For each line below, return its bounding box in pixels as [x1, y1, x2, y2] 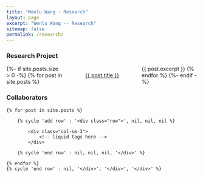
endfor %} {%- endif [142, 72, 193, 79]
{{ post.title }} [84, 72, 120, 79]
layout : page [6, 15, 40, 21]
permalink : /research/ [6, 32, 64, 38]
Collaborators [6, 94, 48, 102]
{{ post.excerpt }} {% [142, 65, 194, 73]
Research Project [6, 52, 58, 60]
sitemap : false [6, 26, 45, 32]
